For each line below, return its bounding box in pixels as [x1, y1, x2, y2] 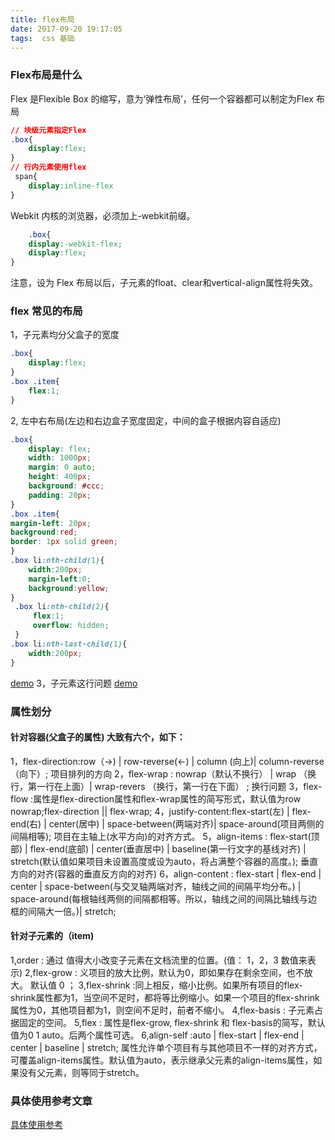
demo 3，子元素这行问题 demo [10, 677, 138, 689]
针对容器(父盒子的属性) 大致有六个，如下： [10, 731, 186, 743]
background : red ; [10, 527, 78, 538]
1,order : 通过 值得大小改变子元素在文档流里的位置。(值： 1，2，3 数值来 [10, 954, 308, 966]
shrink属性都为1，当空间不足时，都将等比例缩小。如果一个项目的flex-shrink [10, 991, 320, 1003]
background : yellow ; [28, 583, 110, 593]
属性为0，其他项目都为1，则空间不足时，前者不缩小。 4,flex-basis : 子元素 [10, 1004, 315, 1016]
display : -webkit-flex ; [28, 239, 123, 249]
